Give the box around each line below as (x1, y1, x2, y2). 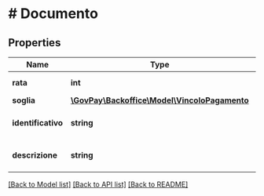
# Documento (8, 5, 98, 23)
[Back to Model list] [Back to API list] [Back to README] (8, 180, 189, 189)
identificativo (12, 118, 64, 128)
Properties (8, 36, 61, 49)
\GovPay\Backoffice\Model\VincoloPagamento (70, 95, 249, 106)
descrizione (12, 150, 57, 161)
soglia (12, 95, 35, 106)
